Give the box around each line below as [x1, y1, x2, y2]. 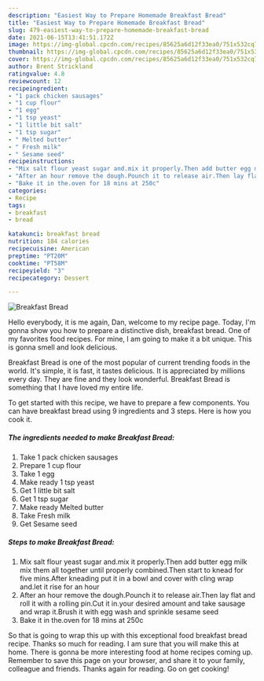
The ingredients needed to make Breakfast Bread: [8, 433, 175, 442]
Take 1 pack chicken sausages [19, 452, 119, 462]
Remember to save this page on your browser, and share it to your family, [8, 656, 245, 665]
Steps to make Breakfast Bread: [8, 537, 115, 547]
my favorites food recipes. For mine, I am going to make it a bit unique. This [8, 335, 252, 344]
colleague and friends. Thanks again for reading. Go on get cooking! [8, 665, 229, 674]
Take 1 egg [19, 469, 55, 479]
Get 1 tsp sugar [19, 494, 69, 503]
